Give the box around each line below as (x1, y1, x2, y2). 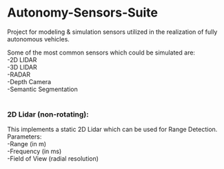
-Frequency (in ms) (7, 147, 62, 156)
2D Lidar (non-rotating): (7, 109, 89, 119)
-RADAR (7, 70, 31, 79)
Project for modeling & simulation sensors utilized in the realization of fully (7, 28, 218, 36)
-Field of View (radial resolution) (7, 155, 99, 163)
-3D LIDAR (7, 63, 37, 71)
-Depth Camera (7, 77, 52, 86)
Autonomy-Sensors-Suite (7, 5, 159, 21)
